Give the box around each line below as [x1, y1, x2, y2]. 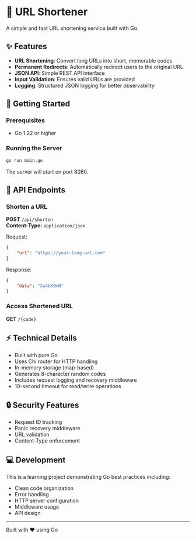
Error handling [14, 491, 49, 498]
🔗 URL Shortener [6, 5, 88, 19]
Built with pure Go [14, 351, 58, 358]
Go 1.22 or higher [14, 130, 57, 137]
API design [14, 510, 41, 517]
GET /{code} [6, 315, 37, 322]
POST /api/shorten [6, 216, 54, 223]
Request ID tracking [14, 419, 62, 426]
